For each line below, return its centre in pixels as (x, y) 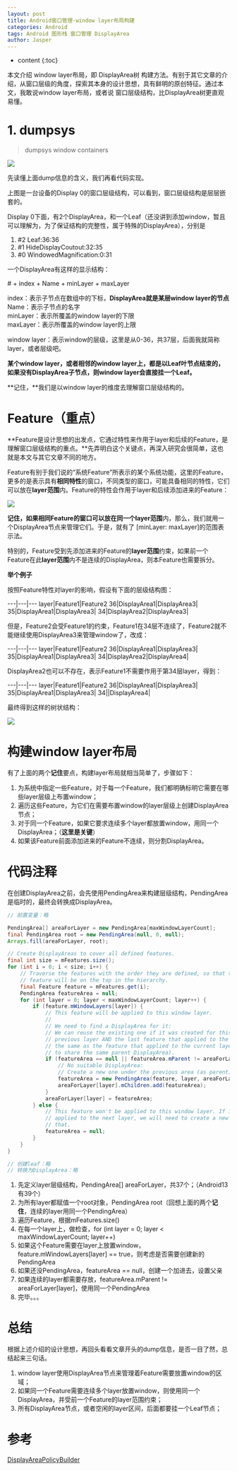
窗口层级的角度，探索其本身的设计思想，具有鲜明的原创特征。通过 (121, 84)
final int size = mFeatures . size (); (61, 960)
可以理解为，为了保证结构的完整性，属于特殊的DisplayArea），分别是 (107, 226)
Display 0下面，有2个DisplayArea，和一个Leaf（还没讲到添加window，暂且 (116, 217)
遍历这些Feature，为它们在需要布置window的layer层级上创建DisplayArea (123, 805)
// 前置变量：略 (28, 915)
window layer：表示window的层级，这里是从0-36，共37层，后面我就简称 (114, 339)
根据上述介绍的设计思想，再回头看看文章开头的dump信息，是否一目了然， (115, 1349)
